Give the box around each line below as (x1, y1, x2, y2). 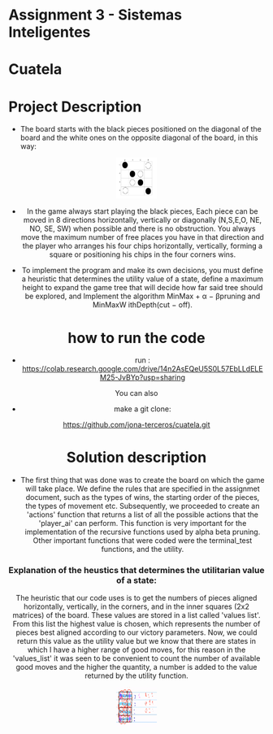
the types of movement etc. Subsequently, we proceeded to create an (25, 502, 260, 511)
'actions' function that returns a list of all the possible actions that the (27, 510, 258, 519)
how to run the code (67, 328, 206, 347)
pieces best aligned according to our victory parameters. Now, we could (15, 628, 258, 637)
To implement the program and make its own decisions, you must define (21, 266, 264, 276)
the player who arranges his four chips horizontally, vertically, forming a (22, 241, 262, 251)
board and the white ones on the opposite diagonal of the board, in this (19, 132, 258, 143)
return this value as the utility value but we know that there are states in (16, 636, 257, 646)
